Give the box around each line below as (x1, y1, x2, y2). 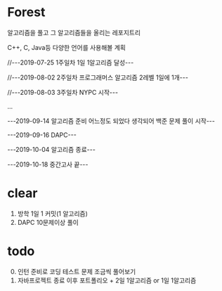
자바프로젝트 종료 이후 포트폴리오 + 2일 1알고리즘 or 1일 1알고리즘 (17, 276, 197, 285)
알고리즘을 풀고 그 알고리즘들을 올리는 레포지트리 (7, 28, 141, 37)
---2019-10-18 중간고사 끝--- (7, 160, 89, 169)
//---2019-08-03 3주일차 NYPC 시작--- (7, 88, 118, 96)
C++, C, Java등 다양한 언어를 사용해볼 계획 (7, 43, 126, 51)
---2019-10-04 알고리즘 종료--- (7, 145, 96, 153)
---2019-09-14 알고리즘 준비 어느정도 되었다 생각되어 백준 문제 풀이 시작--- (7, 117, 216, 125)
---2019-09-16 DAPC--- (7, 131, 77, 139)
